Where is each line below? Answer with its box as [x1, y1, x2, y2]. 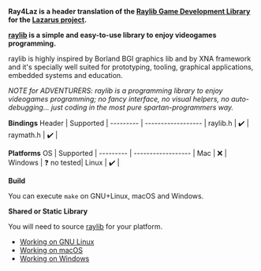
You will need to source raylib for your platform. [8, 222, 163, 231]
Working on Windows [19, 254, 90, 263]
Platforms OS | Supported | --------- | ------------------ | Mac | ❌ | [8, 149, 227, 158]
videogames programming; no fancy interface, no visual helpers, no [8, 95, 230, 103]
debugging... [8, 102, 50, 112]
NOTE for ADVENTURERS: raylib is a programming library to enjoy [8, 86, 223, 95]
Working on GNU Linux [19, 237, 95, 247]
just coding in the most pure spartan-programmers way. [50, 102, 234, 112]
